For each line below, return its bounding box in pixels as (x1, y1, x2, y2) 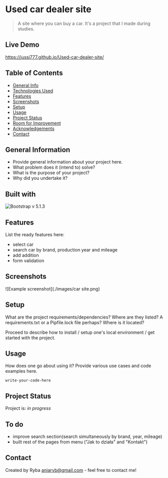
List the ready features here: (5, 232, 64, 237)
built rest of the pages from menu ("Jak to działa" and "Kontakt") (12, 439, 148, 445)
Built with (5, 189, 36, 199)
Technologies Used (12, 87, 53, 93)
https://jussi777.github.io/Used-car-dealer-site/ (5, 54, 104, 60)
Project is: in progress (5, 405, 51, 411)
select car (12, 241, 34, 247)
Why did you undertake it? (12, 175, 68, 181)
